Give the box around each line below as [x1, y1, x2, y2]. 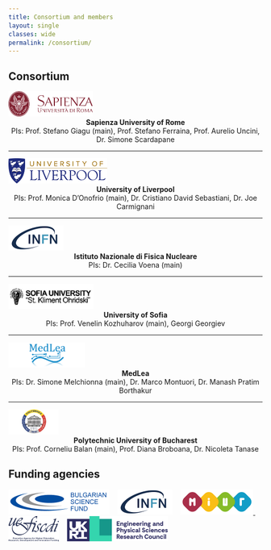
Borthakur [119, 385, 152, 395]
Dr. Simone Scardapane [96, 135, 175, 144]
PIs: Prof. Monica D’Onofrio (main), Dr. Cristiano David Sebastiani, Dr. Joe [13, 194, 258, 203]
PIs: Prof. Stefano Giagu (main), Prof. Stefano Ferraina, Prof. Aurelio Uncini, [10, 126, 261, 136]
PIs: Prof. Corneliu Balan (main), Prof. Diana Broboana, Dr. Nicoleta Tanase [11, 444, 260, 454]
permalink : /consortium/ [8, 39, 92, 47]
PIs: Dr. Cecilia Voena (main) [88, 260, 183, 270]
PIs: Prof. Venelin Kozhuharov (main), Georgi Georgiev [45, 319, 226, 328]
